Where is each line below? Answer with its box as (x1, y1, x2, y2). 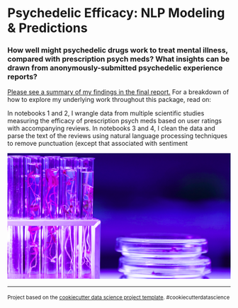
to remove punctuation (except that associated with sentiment (7, 139, 188, 148)
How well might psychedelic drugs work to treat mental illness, (7, 45, 228, 55)
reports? (7, 72, 38, 82)
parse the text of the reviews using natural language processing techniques (7, 132, 228, 140)
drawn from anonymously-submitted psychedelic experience (7, 63, 223, 73)
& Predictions (7, 20, 88, 36)
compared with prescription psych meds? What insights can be (7, 55, 230, 64)
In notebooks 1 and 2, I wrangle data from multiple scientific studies (7, 109, 205, 118)
